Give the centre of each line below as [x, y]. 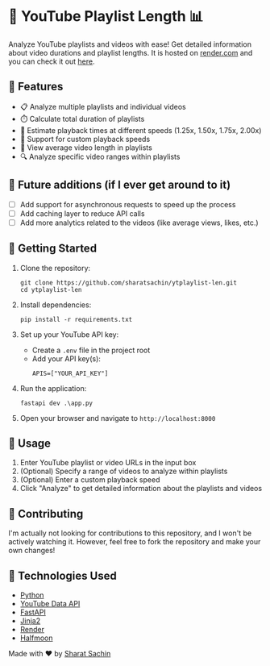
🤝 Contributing [46, 514]
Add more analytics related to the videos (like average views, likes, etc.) [139, 223]
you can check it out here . [52, 61]
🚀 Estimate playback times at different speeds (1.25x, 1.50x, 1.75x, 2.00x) [141, 130]
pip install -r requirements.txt [76, 319]
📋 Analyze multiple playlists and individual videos [103, 106]
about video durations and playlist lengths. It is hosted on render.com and [131, 52]
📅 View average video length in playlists [86, 148]
